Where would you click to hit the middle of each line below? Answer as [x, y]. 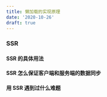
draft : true [21, 23]
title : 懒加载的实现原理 [33, 12]
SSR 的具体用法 [25, 58]
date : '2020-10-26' [30, 17]
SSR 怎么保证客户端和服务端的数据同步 [53, 73]
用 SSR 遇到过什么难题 [34, 88]
